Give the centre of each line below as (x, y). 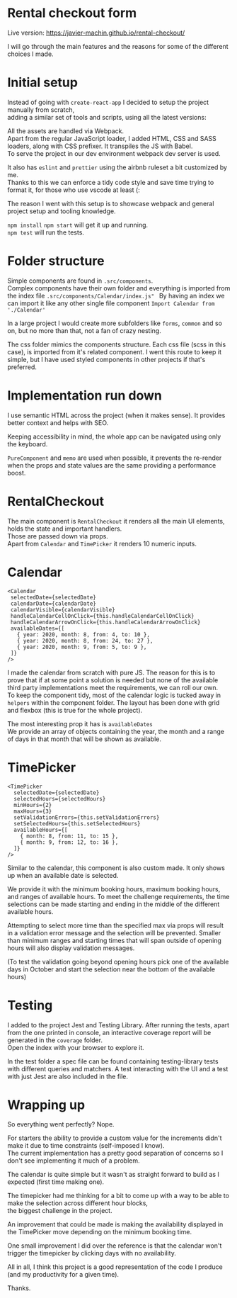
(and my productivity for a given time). (63, 1275)
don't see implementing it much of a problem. (74, 1161)
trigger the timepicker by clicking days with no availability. (92, 1253)
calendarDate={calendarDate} (53, 604)
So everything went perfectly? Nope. (61, 1124)
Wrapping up (46, 1105)
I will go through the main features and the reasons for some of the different (118, 46)
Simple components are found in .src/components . (80, 281)
